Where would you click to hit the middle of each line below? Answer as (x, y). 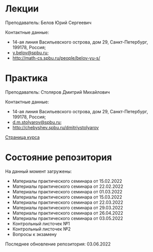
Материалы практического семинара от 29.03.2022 (68, 207)
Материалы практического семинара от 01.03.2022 (67, 191)
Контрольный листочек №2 (42, 229)
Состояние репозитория (59, 158)
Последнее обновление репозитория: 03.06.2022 (58, 244)
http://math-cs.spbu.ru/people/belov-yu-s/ (56, 58)
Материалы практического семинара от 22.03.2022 (68, 202)
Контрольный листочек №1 (41, 223)
